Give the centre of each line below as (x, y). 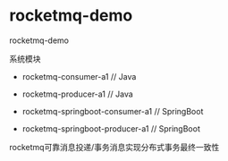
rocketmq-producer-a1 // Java (78, 94)
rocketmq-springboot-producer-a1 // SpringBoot (111, 128)
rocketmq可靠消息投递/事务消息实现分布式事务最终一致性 (114, 147)
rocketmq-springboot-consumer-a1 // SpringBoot (113, 111)
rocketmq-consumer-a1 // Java (79, 76)
